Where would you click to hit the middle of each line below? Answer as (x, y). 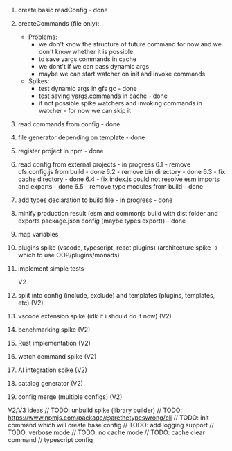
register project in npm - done (61, 151)
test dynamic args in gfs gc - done (88, 88)
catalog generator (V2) (51, 383)
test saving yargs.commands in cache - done (103, 96)
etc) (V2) (30, 303)
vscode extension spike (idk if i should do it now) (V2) (95, 316)
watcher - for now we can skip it (84, 111)
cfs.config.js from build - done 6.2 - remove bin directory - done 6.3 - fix (122, 172)
